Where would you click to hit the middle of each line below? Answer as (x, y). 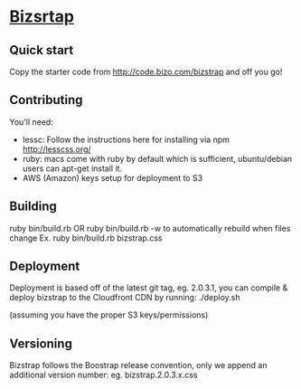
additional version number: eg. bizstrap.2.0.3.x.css (103, 375)
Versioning (41, 343)
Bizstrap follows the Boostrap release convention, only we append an (138, 365)
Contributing (46, 100)
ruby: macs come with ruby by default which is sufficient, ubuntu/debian (157, 158)
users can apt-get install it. (72, 168)
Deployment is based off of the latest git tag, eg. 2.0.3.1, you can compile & (149, 288)
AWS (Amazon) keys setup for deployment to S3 (113, 177)
